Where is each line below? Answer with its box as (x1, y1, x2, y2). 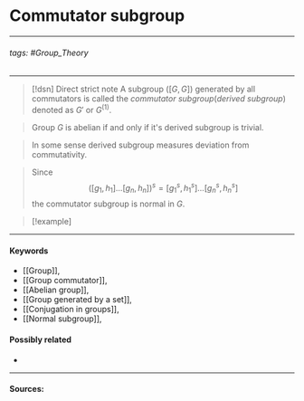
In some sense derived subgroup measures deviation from (31, 139, 250, 150)
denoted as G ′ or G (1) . (31, 103, 112, 115)
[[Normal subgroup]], (22, 313, 102, 324)
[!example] (31, 216, 72, 227)
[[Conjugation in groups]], (22, 304, 119, 315)
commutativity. (31, 148, 88, 159)
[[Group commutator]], (22, 275, 108, 286)
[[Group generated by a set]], (22, 294, 133, 305)
